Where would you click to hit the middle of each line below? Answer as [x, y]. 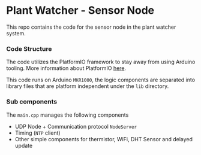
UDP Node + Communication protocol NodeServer [76, 126]
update [24, 145]
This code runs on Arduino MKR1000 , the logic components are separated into [101, 80]
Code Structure [29, 48]
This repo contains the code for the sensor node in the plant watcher [91, 27]
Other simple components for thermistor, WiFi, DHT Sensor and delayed [104, 139]
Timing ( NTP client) [38, 133]
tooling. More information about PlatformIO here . [66, 68]
